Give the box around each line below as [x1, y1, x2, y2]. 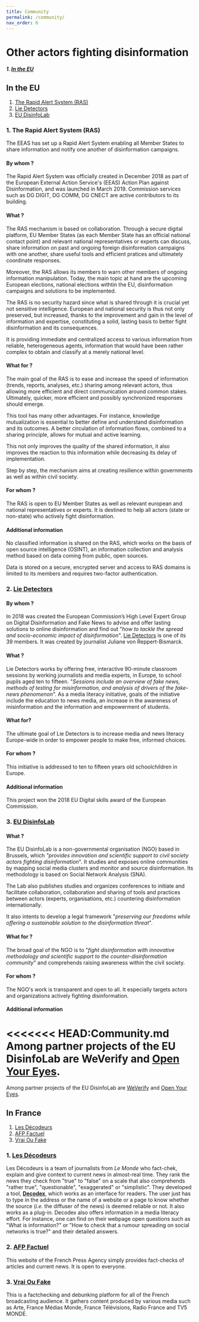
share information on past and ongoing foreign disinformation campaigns [6, 244, 185, 251]
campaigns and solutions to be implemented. [6, 287, 116, 294]
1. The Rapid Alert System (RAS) [6, 126, 100, 134]
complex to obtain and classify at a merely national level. [6, 348, 145, 355]
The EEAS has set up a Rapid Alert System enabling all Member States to [6, 139, 184, 147]
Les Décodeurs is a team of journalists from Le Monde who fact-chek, [6, 1165, 178, 1172]
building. [6, 198, 28, 206]
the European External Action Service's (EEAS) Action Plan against [6, 179, 169, 186]
